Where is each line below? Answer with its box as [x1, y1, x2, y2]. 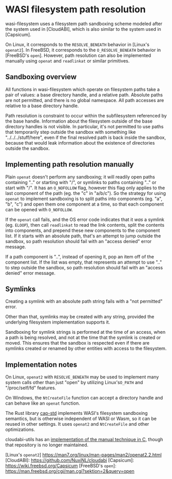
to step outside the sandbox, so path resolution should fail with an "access [5, 264, 163, 270]
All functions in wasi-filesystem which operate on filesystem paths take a [5, 86, 160, 92]
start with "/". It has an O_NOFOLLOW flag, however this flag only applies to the [5, 185, 165, 191]
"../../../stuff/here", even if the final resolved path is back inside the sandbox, [5, 134, 166, 141]
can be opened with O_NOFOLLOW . [5, 206, 73, 212]
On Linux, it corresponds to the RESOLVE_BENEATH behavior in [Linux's [5, 41, 150, 47]
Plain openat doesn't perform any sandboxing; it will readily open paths [5, 173, 155, 180]
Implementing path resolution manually [5, 160, 134, 169]
